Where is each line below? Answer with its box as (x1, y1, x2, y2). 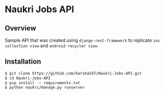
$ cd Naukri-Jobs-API (5, 75, 51, 81)
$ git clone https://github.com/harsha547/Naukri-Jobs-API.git (5, 71, 142, 76)
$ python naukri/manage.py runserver (5, 85, 85, 90)
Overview (5, 24, 37, 33)
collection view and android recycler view (5, 43, 98, 49)
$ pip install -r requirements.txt (5, 80, 80, 85)
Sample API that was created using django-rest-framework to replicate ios (5, 37, 160, 43)
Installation (5, 57, 41, 66)
